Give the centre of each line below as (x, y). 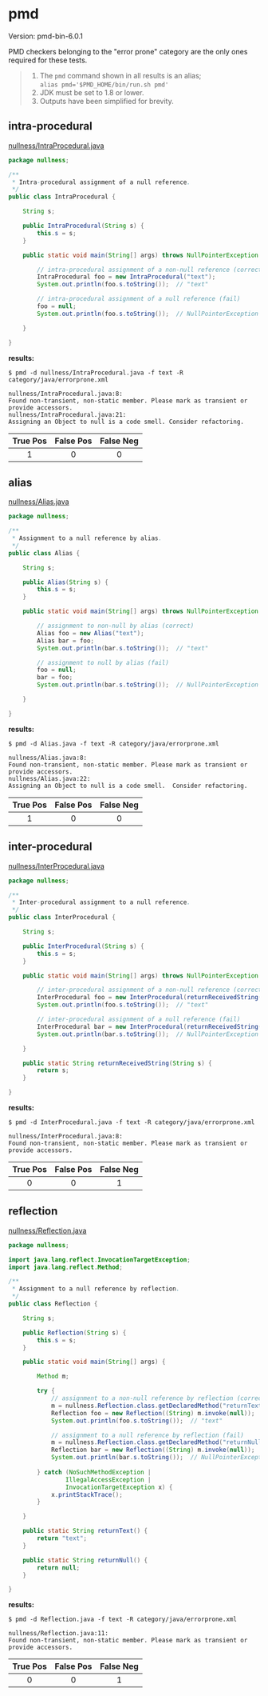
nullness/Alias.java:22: (49, 778)
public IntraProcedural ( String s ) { (84, 226)
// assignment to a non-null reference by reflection (142, 1398)
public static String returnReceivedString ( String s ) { (118, 1063)
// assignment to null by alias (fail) (103, 662)
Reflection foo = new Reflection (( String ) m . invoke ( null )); (153, 1413)
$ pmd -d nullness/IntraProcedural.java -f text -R (96, 373)
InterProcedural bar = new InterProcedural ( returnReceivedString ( (150, 1026)
